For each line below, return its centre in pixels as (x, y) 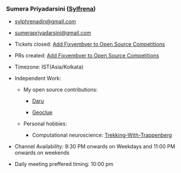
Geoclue (42, 113)
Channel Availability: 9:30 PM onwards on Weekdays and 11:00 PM (95, 147)
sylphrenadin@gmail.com (45, 22)
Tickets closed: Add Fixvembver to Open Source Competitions (90, 44)
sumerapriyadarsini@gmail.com (53, 33)
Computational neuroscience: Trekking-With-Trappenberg (102, 135)
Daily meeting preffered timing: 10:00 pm (64, 164)
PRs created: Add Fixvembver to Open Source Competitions (87, 56)
